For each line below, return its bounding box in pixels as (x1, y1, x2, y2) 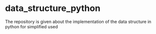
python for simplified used (5, 23, 58, 29)
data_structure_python (5, 3, 101, 14)
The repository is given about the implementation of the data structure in (5, 19, 152, 24)
